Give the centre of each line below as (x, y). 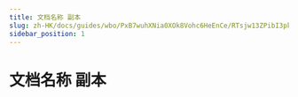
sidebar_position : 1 (47, 34)
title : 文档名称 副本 (45, 17)
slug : (19, 26)
